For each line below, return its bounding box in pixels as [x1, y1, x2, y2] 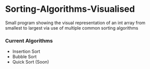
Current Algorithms [5, 37, 53, 44]
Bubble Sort [12, 54, 37, 60]
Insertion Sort [12, 48, 41, 55]
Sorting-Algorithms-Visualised [5, 3, 135, 15]
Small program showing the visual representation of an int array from [5, 20, 146, 26]
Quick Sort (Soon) [12, 59, 50, 65]
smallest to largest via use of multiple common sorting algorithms [5, 25, 139, 31]
